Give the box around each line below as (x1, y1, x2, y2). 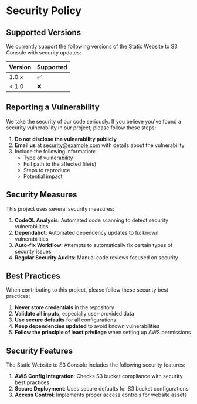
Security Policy (6, 4, 82, 18)
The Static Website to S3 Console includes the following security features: (6, 361, 186, 368)
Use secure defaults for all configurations (14, 316, 117, 323)
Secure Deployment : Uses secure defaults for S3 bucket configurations (14, 385, 189, 392)
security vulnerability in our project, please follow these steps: (6, 124, 157, 131)
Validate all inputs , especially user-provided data (14, 310, 135, 317)
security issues (14, 248, 52, 255)
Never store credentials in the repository (14, 304, 114, 311)
